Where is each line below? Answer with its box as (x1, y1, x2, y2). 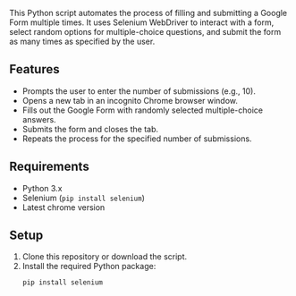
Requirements (9, 159, 89, 174)
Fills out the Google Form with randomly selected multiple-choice (21, 105, 264, 115)
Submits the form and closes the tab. (21, 123, 159, 134)
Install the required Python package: (21, 261, 156, 272)
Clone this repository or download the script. (21, 251, 188, 262)
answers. (21, 114, 56, 124)
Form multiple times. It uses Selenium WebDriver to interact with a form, (9, 17, 275, 28)
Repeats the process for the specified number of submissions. (21, 133, 252, 144)
